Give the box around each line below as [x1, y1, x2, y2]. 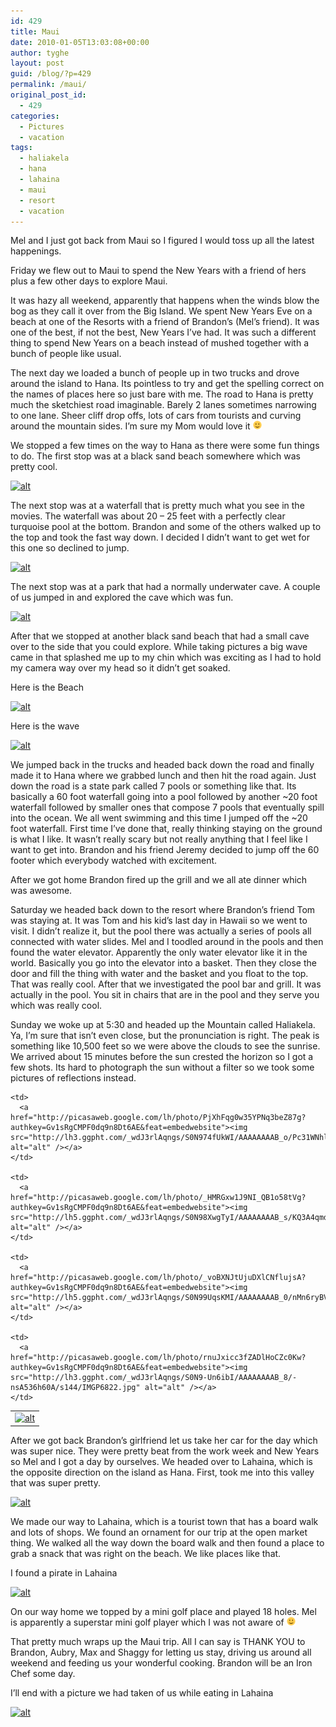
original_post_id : [10, 90, 87, 100]
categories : [10, 111, 60, 121]
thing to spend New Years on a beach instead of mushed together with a [10, 337, 309, 349]
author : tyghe [10, 48, 70, 58]
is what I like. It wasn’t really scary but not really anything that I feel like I [10, 833, 308, 845]
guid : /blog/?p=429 [10, 69, 92, 79]
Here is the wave [10, 720, 80, 732]
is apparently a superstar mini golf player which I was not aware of [10, 1616, 285, 1628]
